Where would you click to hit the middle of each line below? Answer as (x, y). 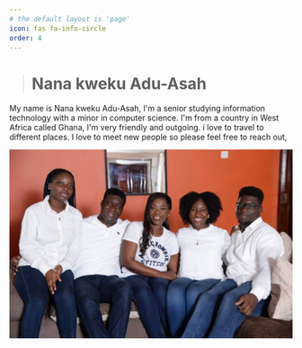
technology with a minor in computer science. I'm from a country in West (144, 118)
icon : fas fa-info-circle (58, 28)
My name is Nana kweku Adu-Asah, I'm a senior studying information (138, 109)
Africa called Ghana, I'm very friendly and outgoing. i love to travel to (137, 128)
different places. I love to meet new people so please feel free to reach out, (148, 137)
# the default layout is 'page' (70, 19)
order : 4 (26, 38)
